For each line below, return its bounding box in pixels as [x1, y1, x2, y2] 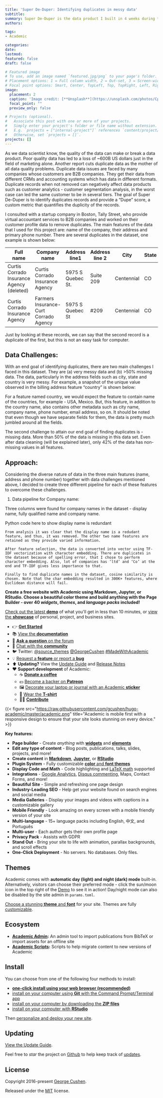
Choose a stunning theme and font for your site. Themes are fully [5, 901, 137, 907]
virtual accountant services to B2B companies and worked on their [5, 216, 138, 222]
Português [12, 824, 33, 830]
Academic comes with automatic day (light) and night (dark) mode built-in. [5, 876, 157, 882]
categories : [5, 43, 29, 48]
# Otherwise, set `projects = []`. [5, 132, 81, 137]
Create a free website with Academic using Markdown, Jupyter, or [5, 589, 142, 595]
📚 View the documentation [12, 631, 68, 637]
